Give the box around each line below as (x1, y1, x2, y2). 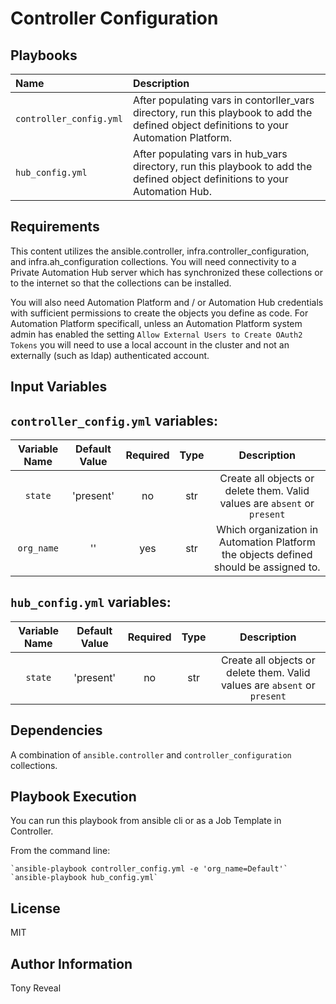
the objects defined (221, 548, 313, 562)
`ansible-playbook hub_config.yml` (10, 873, 159, 883)
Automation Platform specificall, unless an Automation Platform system (10, 317, 303, 329)
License (10, 900, 61, 917)
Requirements (10, 218, 100, 236)
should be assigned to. (213, 560, 321, 574)
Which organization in (216, 523, 319, 537)
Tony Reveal (10, 982, 62, 994)
